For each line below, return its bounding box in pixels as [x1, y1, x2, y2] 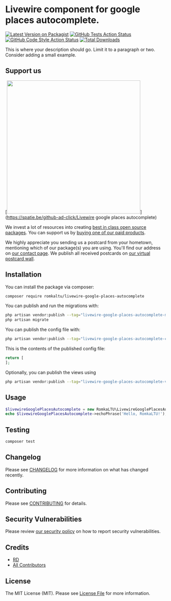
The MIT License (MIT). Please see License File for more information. [5, 590, 150, 596]
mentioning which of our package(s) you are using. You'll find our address [5, 245, 161, 251]
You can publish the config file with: [5, 326, 80, 333]
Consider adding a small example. [5, 52, 76, 58]
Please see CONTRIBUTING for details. [5, 500, 88, 506]
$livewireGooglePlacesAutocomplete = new [5, 407, 95, 412]
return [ [5, 355, 24, 360]
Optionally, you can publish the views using [5, 369, 96, 375]
